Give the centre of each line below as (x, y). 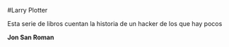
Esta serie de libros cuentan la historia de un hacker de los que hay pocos (115, 23)
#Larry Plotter (28, 10)
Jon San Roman (31, 37)
